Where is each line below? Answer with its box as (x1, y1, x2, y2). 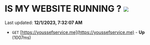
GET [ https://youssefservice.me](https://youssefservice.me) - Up (11, 29, 145, 35)
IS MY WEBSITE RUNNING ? (4, 3, 122, 14)
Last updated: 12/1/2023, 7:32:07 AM (4, 19, 83, 25)
